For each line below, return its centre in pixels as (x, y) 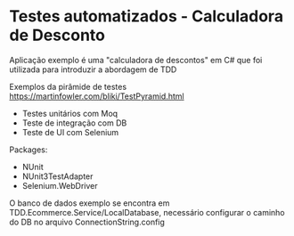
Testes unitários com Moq (70, 113)
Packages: (29, 150)
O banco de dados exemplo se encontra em (90, 203)
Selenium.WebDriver (60, 185)
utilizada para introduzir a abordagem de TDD (93, 69)
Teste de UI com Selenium (70, 132)
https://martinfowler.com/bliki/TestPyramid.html (97, 96)
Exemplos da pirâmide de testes (68, 86)
